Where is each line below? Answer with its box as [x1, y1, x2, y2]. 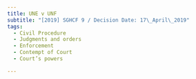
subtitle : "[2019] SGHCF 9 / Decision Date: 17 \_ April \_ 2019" [7, 17, 190, 24]
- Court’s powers [13, 55, 63, 62]
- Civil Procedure [13, 29, 67, 37]
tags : [7, 23, 23, 30]
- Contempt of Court [13, 49, 72, 56]
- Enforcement [13, 42, 54, 49]
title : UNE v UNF [7, 10, 57, 17]
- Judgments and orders [13, 36, 81, 43]
